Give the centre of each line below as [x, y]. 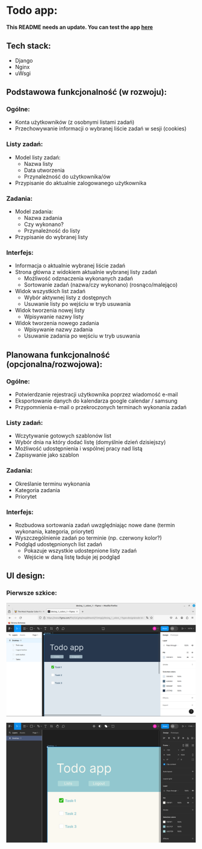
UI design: [26, 576]
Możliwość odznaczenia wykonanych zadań [78, 278]
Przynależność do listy [52, 231]
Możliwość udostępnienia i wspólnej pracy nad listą [79, 449]
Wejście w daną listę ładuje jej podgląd [72, 557]
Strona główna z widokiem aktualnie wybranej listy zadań [86, 272]
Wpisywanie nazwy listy [54, 317]
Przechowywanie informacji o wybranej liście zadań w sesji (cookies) [101, 129]
